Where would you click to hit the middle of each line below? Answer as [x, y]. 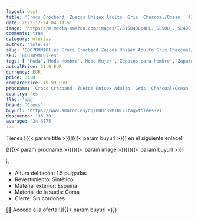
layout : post [22, 12]
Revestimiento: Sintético [44, 179]
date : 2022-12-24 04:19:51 [39, 22]
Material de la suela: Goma [47, 192]
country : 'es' [24, 94]
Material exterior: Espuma [46, 186]
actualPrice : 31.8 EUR [34, 66]
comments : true [25, 34]
